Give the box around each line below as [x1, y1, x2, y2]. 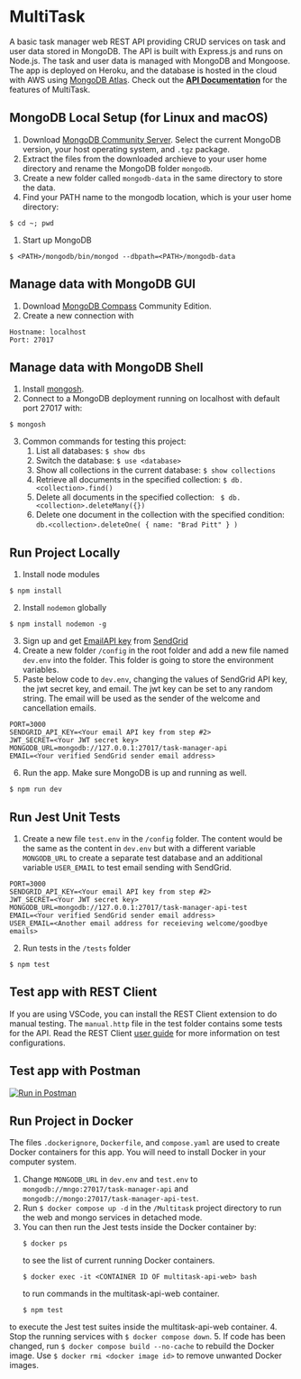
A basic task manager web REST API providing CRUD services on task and [9, 36, 287, 47]
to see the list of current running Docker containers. [22, 1255, 215, 1266]
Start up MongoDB [22, 234, 92, 245]
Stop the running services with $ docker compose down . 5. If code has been [9, 1331, 286, 1342]
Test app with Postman [9, 1063, 141, 1079]
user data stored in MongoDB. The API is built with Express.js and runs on [9, 45, 284, 56]
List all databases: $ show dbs [35, 446, 146, 456]
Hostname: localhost [9, 327, 87, 336]
